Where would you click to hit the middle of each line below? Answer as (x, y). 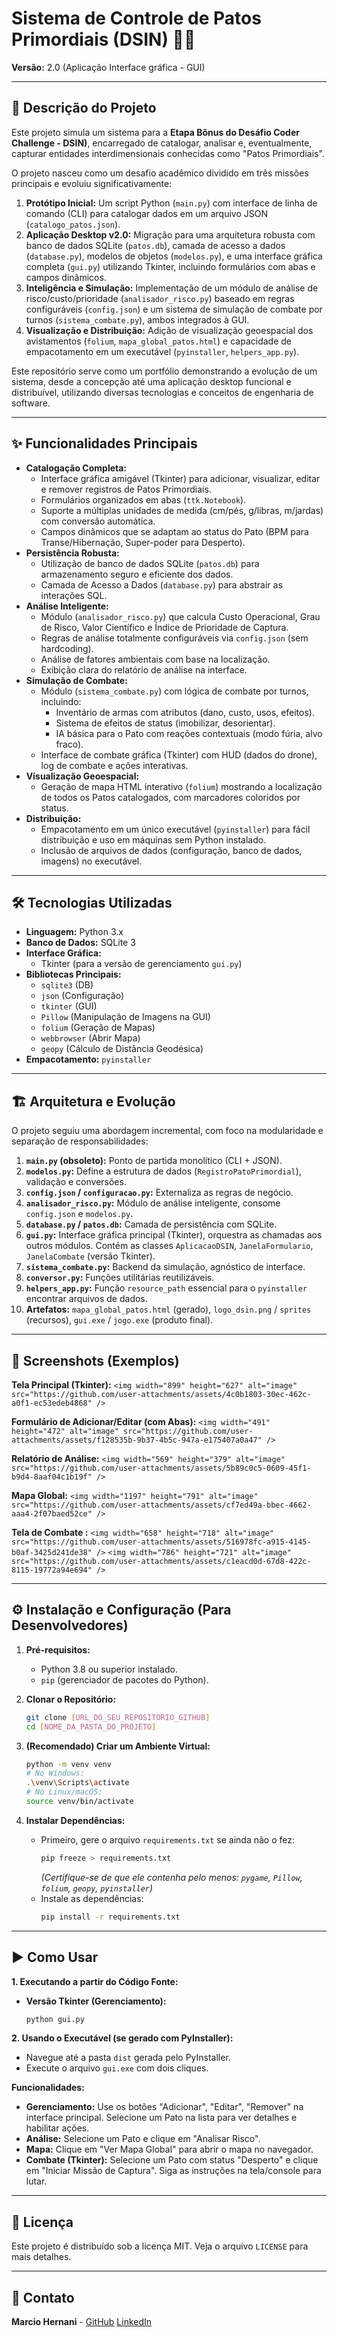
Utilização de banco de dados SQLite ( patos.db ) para (150, 563)
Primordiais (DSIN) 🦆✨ (103, 39)
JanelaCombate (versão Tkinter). (90, 1256)
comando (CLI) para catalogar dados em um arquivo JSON (146, 213)
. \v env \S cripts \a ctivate (77, 1783)
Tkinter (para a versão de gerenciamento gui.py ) (141, 964)
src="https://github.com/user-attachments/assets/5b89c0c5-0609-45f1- (161, 1468)
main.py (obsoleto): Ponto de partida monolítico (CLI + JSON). (154, 1161)
